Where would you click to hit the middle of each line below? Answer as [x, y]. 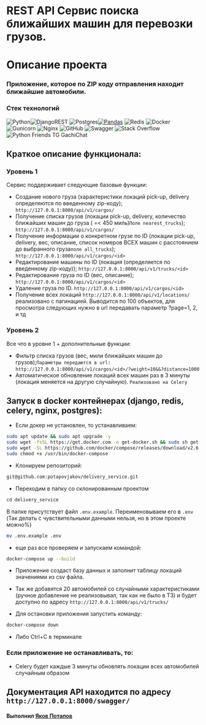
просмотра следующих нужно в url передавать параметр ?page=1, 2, [106, 308]
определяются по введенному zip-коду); [69, 203]
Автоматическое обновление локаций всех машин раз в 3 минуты [102, 375]
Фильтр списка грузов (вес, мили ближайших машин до [89, 355]
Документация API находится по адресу [89, 692]
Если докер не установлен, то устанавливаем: [76, 425]
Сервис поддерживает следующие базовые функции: [77, 185]
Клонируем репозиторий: [49, 465]
